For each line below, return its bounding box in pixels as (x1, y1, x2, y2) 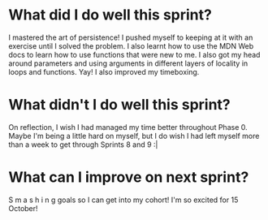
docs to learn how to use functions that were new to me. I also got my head (8, 50, 261, 59)
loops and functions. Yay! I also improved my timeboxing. (8, 67, 200, 76)
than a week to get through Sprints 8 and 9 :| (8, 140, 158, 149)
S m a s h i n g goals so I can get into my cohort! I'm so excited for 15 (8, 195, 239, 205)
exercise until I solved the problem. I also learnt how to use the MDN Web (8, 41, 254, 50)
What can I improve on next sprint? (8, 168, 249, 187)
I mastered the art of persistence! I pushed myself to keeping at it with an (8, 32, 253, 42)
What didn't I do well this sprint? (8, 96, 231, 114)
